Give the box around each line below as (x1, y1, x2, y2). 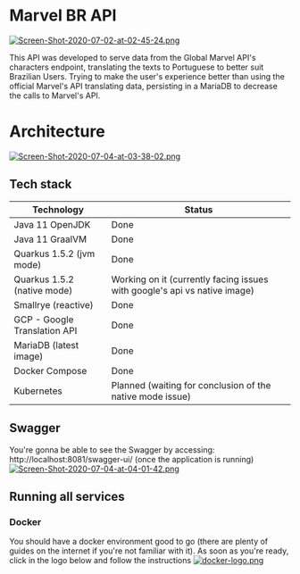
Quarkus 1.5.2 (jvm (13, 247, 96, 260)
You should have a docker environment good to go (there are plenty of (9, 537, 269, 547)
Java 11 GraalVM (13, 233, 87, 245)
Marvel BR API (9, 5, 117, 26)
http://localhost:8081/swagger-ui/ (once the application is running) (9, 453, 254, 464)
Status (184, 203, 213, 215)
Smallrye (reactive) (13, 298, 94, 311)
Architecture (9, 121, 105, 142)
